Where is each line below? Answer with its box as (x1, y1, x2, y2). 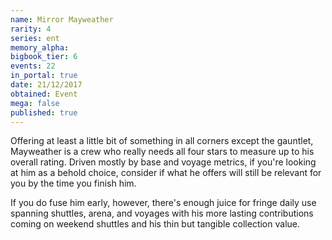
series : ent (10, 33, 60, 43)
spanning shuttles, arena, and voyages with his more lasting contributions (10, 207, 314, 220)
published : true (10, 107, 78, 118)
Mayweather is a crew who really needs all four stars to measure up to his (10, 146, 315, 158)
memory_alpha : (10, 42, 70, 53)
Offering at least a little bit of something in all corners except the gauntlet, (10, 135, 314, 147)
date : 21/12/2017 (10, 80, 83, 90)
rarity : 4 (10, 24, 52, 34)
